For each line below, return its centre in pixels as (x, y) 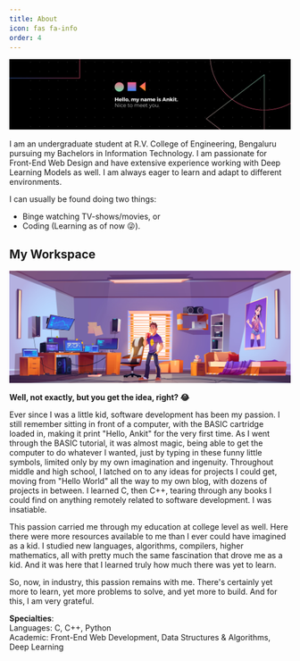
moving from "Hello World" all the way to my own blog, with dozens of (138, 481)
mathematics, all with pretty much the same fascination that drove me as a (146, 556)
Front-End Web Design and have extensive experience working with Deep (145, 163)
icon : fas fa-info (43, 28)
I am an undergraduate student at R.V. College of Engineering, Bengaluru (143, 144)
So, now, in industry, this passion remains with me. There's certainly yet (141, 582)
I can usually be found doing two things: (83, 199)
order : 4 (25, 38)
